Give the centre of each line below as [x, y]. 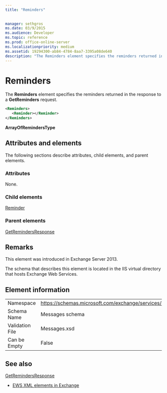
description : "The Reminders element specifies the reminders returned [81, 56]
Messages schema [63, 314]
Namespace [22, 303]
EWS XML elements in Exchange [46, 386]
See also [19, 364]
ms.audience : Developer [30, 33]
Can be [16, 340]
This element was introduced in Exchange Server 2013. [62, 259]
